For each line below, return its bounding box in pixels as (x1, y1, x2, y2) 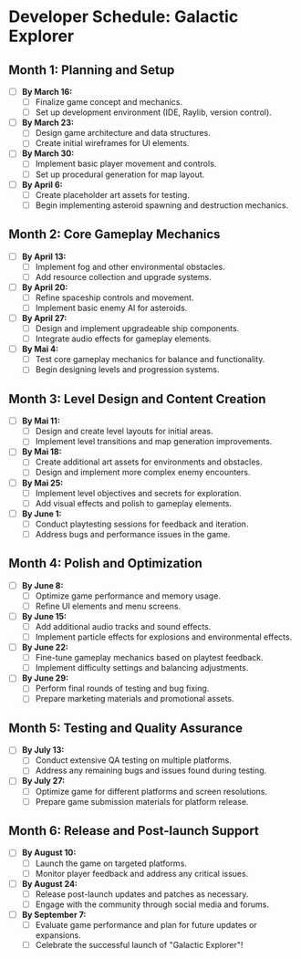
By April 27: (21, 312, 67, 323)
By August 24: (21, 878, 78, 889)
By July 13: (21, 745, 65, 756)
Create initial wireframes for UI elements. (35, 138, 190, 149)
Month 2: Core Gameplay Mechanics (8, 226, 221, 243)
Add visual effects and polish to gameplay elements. (35, 497, 233, 508)
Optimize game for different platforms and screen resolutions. (35, 786, 268, 797)
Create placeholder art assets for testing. (35, 189, 191, 200)
